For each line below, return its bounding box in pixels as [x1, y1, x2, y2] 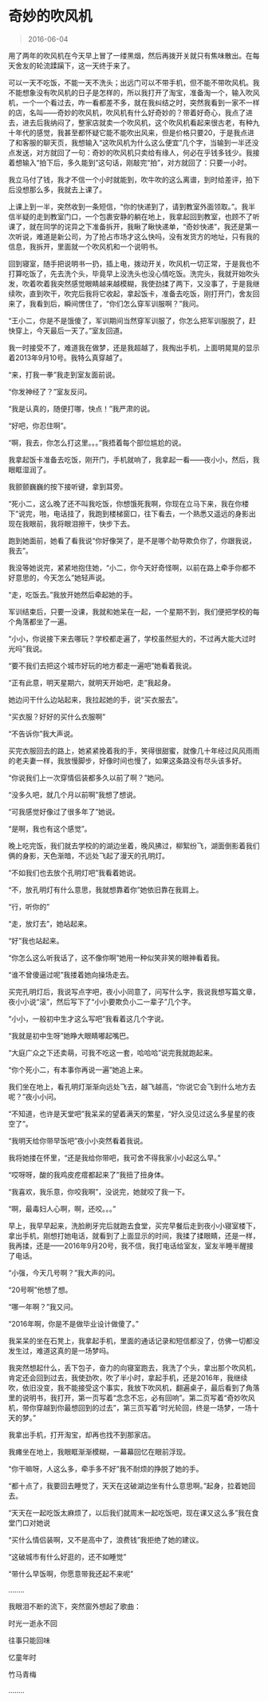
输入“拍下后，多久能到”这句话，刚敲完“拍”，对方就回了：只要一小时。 [22, 158, 251, 167]
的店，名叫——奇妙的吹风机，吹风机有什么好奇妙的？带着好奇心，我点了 [8, 107, 246, 117]
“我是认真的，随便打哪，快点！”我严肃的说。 [8, 403, 155, 413]
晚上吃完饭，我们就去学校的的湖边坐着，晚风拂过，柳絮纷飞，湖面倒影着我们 [8, 841, 260, 850]
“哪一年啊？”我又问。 [8, 1302, 78, 1311]
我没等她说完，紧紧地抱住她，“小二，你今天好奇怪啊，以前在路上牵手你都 [8, 562, 250, 572]
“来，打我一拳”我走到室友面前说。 [8, 370, 120, 379]
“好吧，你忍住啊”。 [8, 421, 71, 430]
